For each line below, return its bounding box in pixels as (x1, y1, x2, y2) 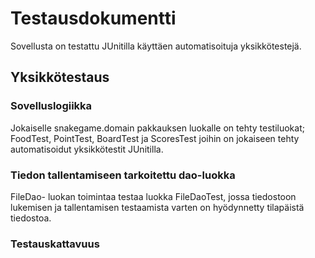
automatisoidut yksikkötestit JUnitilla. (10, 143, 164, 155)
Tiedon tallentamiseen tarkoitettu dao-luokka (10, 168, 236, 182)
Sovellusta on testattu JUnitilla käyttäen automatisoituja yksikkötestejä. (10, 40, 302, 52)
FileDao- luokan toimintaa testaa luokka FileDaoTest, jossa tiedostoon (10, 190, 297, 202)
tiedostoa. (10, 212, 52, 224)
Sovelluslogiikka (10, 99, 93, 113)
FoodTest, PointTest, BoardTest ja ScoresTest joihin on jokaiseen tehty (10, 132, 300, 144)
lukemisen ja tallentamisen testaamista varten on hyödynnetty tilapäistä (10, 201, 305, 213)
